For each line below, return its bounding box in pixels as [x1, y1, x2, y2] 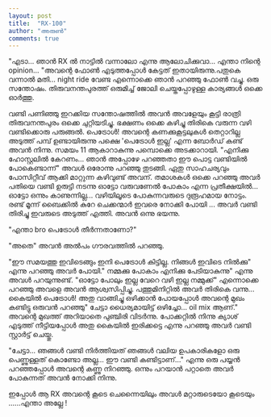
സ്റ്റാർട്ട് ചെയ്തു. [8, 330, 54, 340]
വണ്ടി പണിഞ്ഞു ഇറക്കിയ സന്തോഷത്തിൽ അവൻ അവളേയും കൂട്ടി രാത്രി [8, 109, 241, 119]
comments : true [8, 34, 60, 43]
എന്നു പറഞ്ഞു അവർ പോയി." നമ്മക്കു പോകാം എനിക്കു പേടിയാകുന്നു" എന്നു [8, 266, 253, 276]
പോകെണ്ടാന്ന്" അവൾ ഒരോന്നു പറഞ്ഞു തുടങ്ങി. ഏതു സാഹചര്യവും [8, 163, 230, 173]
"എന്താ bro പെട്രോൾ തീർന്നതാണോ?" [8, 225, 137, 235]
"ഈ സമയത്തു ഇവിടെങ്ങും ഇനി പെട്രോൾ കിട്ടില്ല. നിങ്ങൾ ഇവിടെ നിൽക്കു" [8, 257, 252, 267]
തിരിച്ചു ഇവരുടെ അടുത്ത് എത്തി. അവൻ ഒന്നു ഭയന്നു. [8, 209, 181, 219]
